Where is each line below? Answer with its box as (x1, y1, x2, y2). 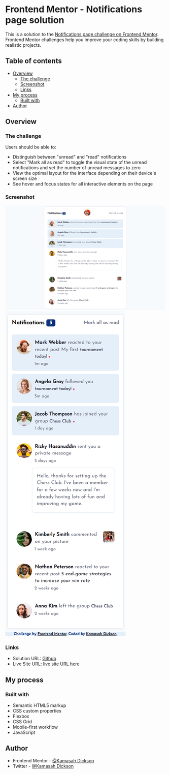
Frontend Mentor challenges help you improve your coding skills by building (5, 37, 164, 43)
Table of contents (5, 57, 62, 66)
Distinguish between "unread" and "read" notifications (12, 154, 127, 160)
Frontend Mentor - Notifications (5, 4, 143, 15)
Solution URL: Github (12, 656, 57, 662)
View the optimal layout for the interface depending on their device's (12, 170, 156, 176)
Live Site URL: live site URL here (12, 661, 80, 667)
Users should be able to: (5, 144, 57, 150)
